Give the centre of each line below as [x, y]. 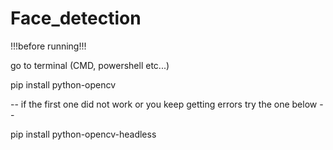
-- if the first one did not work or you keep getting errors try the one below [164, 104]
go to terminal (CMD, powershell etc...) [90, 65]
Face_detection [76, 18]
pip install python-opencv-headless [83, 134]
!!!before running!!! [48, 46]
